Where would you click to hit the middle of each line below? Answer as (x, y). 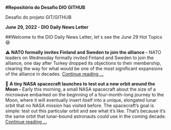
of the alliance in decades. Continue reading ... (55, 74)
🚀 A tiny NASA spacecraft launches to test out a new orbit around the (80, 84)
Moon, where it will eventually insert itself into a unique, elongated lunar (81, 100)
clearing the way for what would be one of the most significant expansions (84, 69)
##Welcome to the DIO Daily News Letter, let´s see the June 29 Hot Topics (84, 37)
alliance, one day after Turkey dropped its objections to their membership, (83, 63)
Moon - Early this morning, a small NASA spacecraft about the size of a (81, 89)
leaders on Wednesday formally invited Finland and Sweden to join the (80, 58)
